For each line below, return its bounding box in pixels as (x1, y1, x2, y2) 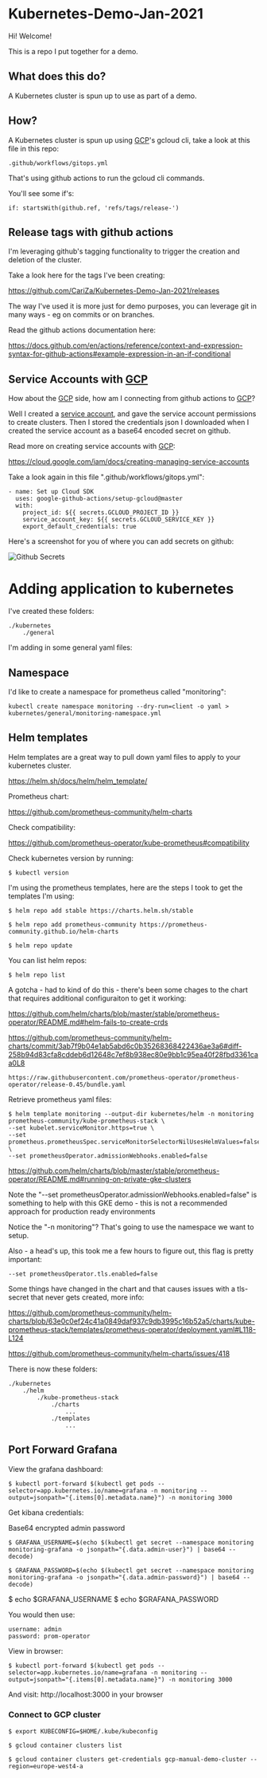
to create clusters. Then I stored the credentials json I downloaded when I (8, 418, 250, 427)
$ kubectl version (8, 868, 69, 877)
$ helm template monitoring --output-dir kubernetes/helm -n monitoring (8, 1110, 254, 1118)
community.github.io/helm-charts (8, 927, 119, 935)
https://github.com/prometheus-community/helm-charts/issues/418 (8, 1348, 230, 1358)
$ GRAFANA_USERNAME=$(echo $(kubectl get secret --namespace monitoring (8, 1538, 254, 1547)
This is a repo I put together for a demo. (8, 46, 139, 56)
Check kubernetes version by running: (8, 853, 133, 863)
